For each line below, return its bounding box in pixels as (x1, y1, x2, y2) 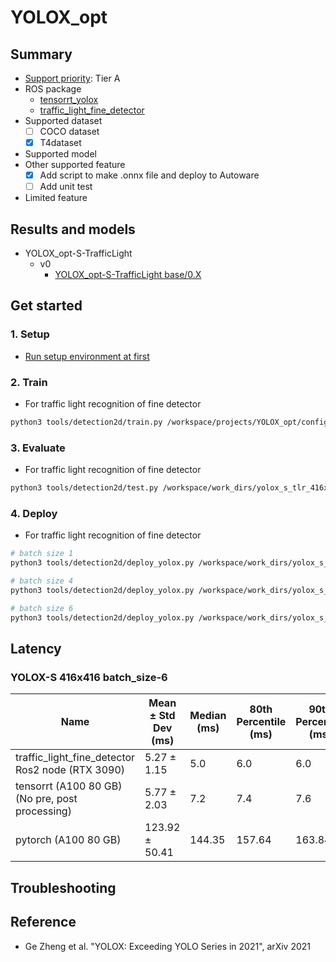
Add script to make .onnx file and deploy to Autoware (39, 169, 260, 181)
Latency (10, 641, 62, 658)
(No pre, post (15, 792, 78, 806)
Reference (10, 914, 77, 931)
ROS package (24, 83, 82, 95)
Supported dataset (24, 115, 103, 126)
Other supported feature (24, 159, 126, 171)
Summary (10, 46, 73, 63)
